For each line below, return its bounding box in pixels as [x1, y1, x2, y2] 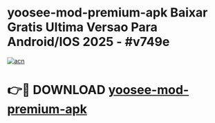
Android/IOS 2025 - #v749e [7, 34, 170, 49]
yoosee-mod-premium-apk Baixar [7, 5, 208, 21]
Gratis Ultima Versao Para [7, 19, 158, 35]
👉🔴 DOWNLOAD [7, 82, 106, 98]
